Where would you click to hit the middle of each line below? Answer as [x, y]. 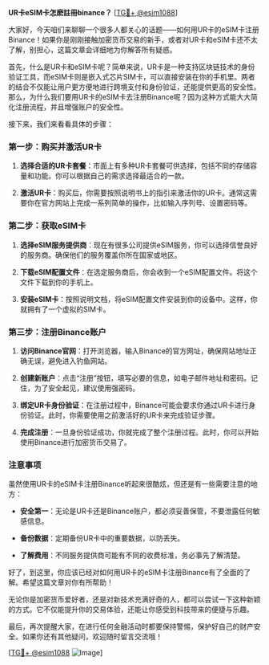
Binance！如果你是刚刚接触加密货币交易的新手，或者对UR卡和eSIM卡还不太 [133, 40]
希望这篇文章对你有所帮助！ [68, 582]
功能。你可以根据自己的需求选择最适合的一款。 [111, 176]
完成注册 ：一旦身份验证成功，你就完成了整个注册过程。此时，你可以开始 [139, 432]
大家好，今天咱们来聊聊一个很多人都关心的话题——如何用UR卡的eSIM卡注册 [134, 30]
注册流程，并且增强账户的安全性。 [71, 107]
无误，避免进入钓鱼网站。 [69, 361]
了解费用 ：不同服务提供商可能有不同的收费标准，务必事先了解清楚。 [132, 555]
